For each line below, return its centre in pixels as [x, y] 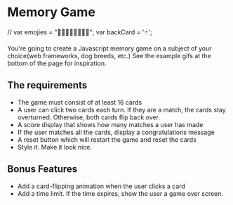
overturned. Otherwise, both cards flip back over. [88, 117]
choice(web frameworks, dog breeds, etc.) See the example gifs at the [109, 55]
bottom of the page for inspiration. [57, 63]
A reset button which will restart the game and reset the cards [107, 139]
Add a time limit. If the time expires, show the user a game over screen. [120, 193]
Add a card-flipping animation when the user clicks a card [101, 186]
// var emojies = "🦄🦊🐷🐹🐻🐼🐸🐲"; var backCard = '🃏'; [80, 32]
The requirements [47, 85]
